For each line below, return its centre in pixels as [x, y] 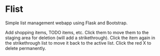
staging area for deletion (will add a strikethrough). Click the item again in [80, 38]
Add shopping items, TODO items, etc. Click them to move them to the [77, 32]
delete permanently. [26, 48]
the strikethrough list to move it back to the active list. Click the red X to [78, 43]
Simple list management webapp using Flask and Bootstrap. [66, 23]
